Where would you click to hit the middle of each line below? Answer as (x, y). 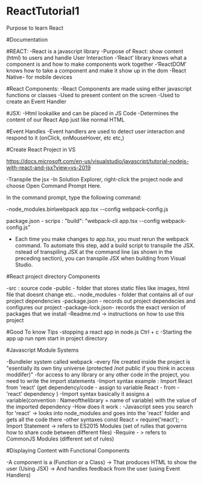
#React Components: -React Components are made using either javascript (99, 88)
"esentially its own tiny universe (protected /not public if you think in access (101, 368)
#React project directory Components (53, 276)
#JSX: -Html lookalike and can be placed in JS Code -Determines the (92, 113)
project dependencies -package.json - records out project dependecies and (101, 301)
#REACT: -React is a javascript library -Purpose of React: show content (95, 51)
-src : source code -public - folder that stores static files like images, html (98, 288)
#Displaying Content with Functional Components (68, 450)
